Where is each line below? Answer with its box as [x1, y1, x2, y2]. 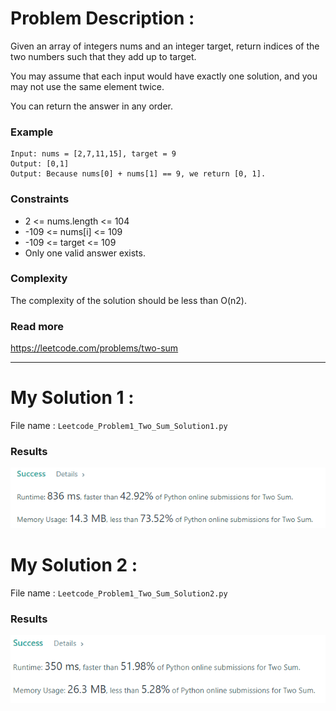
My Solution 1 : [10, 387, 135, 409]
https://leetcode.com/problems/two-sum [10, 342, 179, 354]
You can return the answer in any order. [10, 100, 173, 112]
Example [10, 125, 54, 139]
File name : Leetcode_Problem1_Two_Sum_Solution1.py [10, 420, 228, 432]
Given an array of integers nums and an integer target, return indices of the [10, 40, 320, 52]
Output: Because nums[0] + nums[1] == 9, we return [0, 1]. [10, 169, 267, 179]
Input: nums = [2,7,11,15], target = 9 [10, 149, 177, 159]
